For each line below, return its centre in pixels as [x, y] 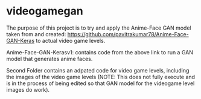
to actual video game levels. [71, 40]
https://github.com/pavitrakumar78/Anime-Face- [128, 34]
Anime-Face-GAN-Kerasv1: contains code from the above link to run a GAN [100, 52]
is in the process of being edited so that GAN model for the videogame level [101, 83]
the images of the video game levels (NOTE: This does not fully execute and [101, 77]
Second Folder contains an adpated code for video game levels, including [98, 70]
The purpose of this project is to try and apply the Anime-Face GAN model [99, 28]
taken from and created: [36, 34]
